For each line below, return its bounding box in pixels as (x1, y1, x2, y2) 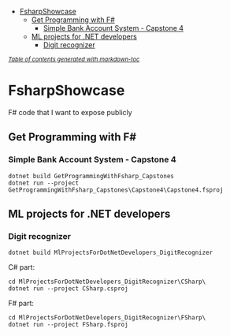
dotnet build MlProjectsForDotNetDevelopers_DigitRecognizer (8, 248, 213, 257)
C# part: (8, 263, 35, 272)
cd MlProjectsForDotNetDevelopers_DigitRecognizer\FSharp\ (8, 314, 206, 322)
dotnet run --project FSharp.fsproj (8, 321, 128, 329)
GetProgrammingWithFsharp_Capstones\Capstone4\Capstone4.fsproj (8, 185, 224, 194)
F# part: (8, 299, 34, 308)
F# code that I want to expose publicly (8, 107, 132, 117)
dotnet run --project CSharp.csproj (8, 285, 128, 293)
